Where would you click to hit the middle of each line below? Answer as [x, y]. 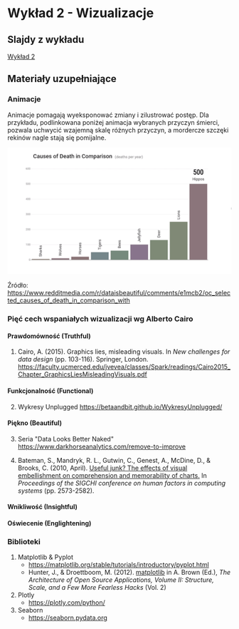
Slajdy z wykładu [46, 40]
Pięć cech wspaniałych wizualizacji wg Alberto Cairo [100, 319]
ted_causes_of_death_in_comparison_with [69, 300]
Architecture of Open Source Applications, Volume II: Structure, [121, 580]
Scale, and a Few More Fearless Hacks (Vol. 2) [97, 588]
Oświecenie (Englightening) [49, 523]
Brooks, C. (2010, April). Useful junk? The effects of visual [102, 468]
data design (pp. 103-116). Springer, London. [83, 359]
